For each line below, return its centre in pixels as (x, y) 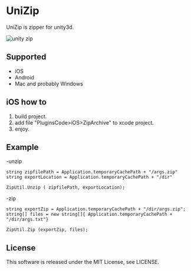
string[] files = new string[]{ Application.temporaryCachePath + (89, 215)
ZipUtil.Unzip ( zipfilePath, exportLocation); (66, 188)
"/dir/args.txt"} (27, 220)
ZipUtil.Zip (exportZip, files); (47, 230)
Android (24, 77)
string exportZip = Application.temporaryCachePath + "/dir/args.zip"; (96, 209)
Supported (26, 57)
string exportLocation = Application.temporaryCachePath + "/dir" (89, 178)
